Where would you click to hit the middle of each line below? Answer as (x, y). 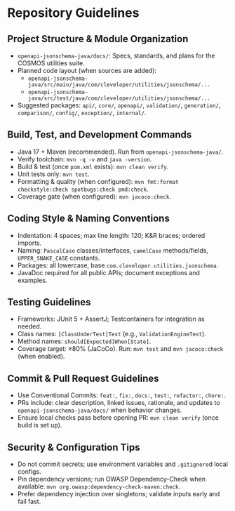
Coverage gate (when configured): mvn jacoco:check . (94, 196)
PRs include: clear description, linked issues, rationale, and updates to (119, 403)
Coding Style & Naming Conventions (88, 219)
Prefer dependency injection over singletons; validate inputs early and (119, 494)
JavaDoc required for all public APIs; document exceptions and (108, 272)
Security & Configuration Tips (74, 447)
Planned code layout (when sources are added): (87, 71)
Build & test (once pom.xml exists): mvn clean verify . (93, 166)
